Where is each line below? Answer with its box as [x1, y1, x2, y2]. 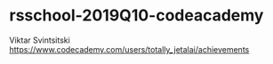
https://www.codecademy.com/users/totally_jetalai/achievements [9, 44, 250, 54]
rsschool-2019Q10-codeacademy [9, 5, 264, 26]
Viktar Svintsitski [9, 35, 71, 45]
